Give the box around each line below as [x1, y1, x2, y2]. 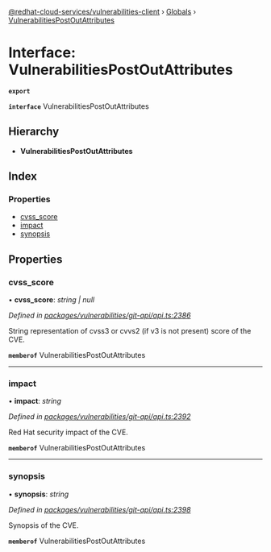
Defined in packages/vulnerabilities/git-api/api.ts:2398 [8, 504, 191, 514]
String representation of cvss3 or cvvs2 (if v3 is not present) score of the [8, 326, 252, 336]
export [8, 87, 31, 95]
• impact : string [8, 396, 62, 406]
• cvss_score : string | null [8, 295, 95, 305]
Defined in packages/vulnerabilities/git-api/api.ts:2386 [8, 310, 191, 321]
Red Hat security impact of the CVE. [8, 427, 129, 438]
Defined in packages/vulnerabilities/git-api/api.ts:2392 [8, 412, 191, 421]
